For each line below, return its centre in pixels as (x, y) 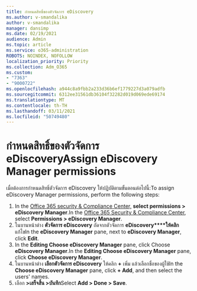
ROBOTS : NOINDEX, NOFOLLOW (39, 56)
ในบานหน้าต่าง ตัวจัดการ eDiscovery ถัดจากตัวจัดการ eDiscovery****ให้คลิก (97, 225)
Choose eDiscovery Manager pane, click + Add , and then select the (98, 270)
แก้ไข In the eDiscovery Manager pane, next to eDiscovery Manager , (98, 232)
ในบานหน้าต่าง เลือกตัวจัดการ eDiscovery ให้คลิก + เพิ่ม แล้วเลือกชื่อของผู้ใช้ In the (99, 264)
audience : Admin (26, 39)
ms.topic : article (29, 45)
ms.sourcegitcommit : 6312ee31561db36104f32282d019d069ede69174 (86, 94)
